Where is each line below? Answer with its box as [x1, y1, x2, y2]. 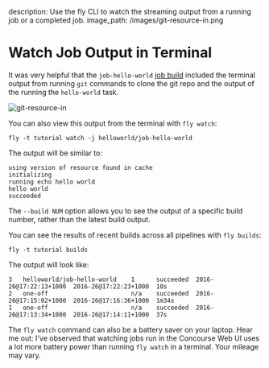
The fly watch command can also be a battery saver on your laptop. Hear [8, 325, 254, 334]
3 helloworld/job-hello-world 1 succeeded [8, 275, 189, 283]
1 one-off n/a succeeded [8, 304, 189, 312]
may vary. [8, 350, 42, 360]
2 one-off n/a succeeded [8, 289, 189, 297]
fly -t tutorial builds [8, 246, 89, 254]
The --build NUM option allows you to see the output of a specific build [8, 205, 243, 216]
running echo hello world [8, 177, 95, 186]
